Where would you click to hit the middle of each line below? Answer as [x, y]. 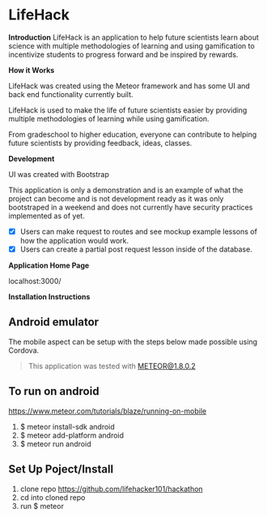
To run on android [54, 391]
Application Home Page [49, 265]
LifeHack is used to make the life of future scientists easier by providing [128, 110]
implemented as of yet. [47, 215]
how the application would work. [74, 241]
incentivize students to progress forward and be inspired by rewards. [123, 54]
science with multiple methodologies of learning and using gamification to [131, 45]
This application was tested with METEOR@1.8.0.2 [112, 366]
